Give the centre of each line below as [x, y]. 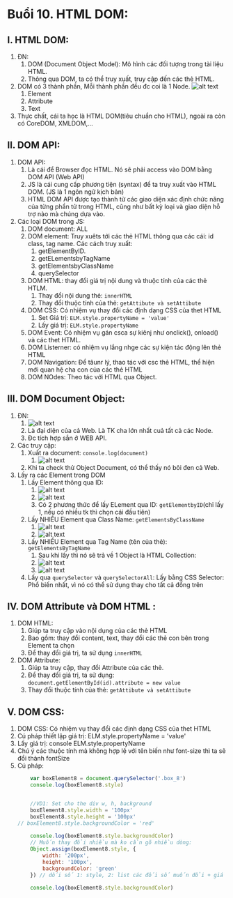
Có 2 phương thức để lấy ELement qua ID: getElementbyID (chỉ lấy [131, 504]
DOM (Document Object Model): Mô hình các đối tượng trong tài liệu [126, 64]
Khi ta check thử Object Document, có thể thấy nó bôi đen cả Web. [123, 467]
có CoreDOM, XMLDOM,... [55, 123]
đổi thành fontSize [43, 759]
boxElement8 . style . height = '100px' [83, 816]
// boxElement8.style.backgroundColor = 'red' [86, 823]
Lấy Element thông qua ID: [65, 482]
